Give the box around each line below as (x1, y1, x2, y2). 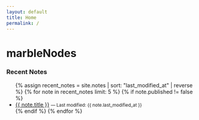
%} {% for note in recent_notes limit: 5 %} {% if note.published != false (15, 88, 193, 95)
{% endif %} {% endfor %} (15, 107, 83, 115)
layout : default (6, 8, 47, 15)
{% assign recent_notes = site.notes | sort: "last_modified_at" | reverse (15, 81, 193, 88)
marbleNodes (6, 46, 77, 60)
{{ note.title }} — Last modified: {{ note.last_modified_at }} (15, 101, 142, 108)
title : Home (6, 15, 37, 21)
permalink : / (6, 20, 40, 26)
